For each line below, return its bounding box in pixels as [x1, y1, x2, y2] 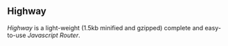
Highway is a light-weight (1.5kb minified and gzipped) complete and [7, 23, 204, 32]
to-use [7, 31, 26, 39]
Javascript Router [27, 31, 79, 39]
